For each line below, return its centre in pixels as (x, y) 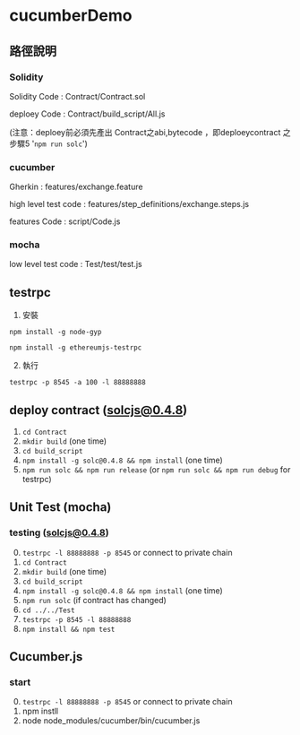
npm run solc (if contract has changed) (94, 600)
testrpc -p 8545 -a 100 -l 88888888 (77, 383)
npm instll (40, 711)
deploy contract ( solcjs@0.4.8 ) (99, 410)
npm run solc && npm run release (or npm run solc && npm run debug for (156, 470)
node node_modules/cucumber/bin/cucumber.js (111, 721)
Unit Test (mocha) (60, 507)
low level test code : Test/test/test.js (76, 264)
